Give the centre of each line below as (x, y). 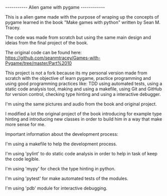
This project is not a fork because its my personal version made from (76, 73)
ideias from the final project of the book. (47, 43)
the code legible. (23, 159)
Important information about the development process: (62, 134)
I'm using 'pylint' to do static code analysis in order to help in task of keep (81, 154)
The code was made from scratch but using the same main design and (78, 37)
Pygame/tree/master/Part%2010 (38, 63)
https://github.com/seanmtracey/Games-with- (53, 58)
